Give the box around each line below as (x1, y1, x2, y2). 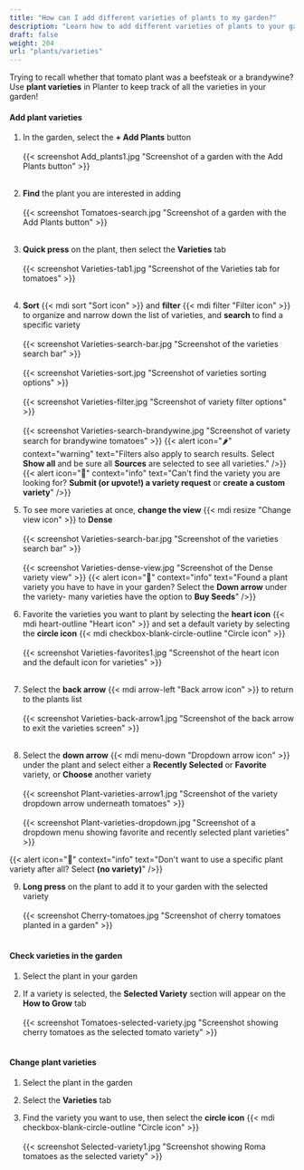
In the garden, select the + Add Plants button (22, 132, 192, 143)
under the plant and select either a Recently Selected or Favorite (22, 759, 267, 770)
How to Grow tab (22, 998, 87, 1009)
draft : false (9, 30, 59, 39)
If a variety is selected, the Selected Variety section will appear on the (22, 988, 287, 999)
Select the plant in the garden (22, 1077, 133, 1088)
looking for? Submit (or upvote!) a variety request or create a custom (22, 478, 286, 488)
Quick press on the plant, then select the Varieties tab (22, 244, 226, 255)
